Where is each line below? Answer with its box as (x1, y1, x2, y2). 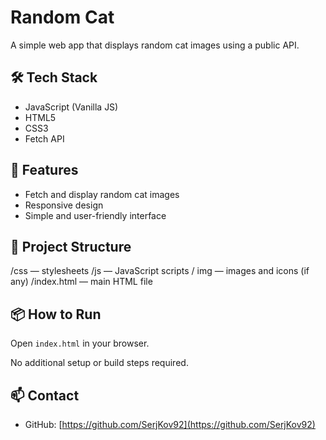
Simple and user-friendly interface (24, 209, 167, 221)
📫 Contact (10, 387, 80, 404)
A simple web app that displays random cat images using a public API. (10, 39, 300, 51)
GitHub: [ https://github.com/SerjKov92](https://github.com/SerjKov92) (24, 419, 316, 430)
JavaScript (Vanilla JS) (24, 101, 119, 113)
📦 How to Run (10, 306, 102, 323)
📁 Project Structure (10, 238, 132, 255)
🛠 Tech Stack (10, 69, 98, 86)
